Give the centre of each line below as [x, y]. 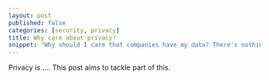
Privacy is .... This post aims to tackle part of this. [89, 67]
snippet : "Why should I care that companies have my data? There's [123, 45]
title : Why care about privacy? [62, 38]
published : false [37, 23]
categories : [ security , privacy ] [64, 30]
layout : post [30, 15]
